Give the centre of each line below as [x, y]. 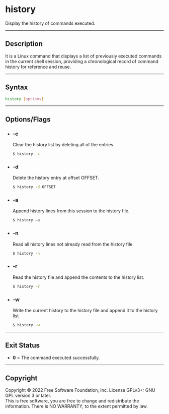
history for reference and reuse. [38, 67]
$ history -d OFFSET [34, 187]
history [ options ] [24, 99]
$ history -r [26, 286]
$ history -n [26, 253]
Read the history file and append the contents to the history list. [78, 277]
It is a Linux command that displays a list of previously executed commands [83, 56]
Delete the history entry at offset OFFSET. [56, 178]
